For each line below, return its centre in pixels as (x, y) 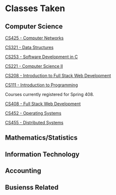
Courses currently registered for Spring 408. (50, 94)
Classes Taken (35, 8)
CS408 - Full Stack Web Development (43, 104)
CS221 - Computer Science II (34, 66)
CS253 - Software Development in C (41, 57)
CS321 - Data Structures (29, 47)
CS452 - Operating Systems (33, 113)
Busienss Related (32, 187)
